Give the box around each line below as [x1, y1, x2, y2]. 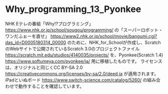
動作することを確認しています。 [18, 83, 85, 89]
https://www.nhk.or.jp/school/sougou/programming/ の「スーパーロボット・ [5, 26, 163, 33]
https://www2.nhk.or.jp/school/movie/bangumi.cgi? [50, 33, 157, 39]
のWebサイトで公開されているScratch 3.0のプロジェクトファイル [5, 45, 140, 51]
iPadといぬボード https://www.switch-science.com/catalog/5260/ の [5, 76, 147, 83]
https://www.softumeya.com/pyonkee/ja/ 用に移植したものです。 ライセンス [5, 58, 162, 64]
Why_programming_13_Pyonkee [5, 3, 142, 15]
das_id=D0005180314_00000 [5, 39, 66, 45]
